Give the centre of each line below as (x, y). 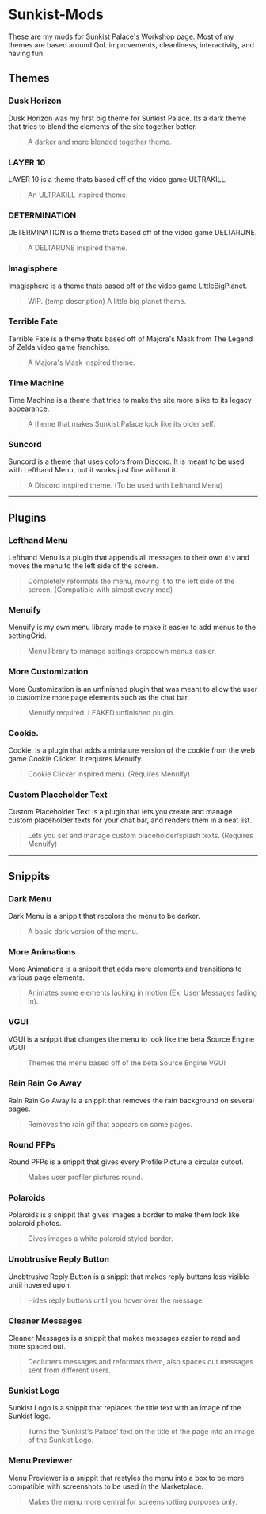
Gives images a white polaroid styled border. (100, 1239)
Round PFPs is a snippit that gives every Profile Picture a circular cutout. (126, 1162)
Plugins (27, 517)
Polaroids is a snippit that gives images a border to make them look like (124, 1215)
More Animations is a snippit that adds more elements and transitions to (125, 969)
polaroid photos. (35, 1224)
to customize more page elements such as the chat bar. (99, 697)
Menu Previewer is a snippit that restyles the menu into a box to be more (126, 1478)
